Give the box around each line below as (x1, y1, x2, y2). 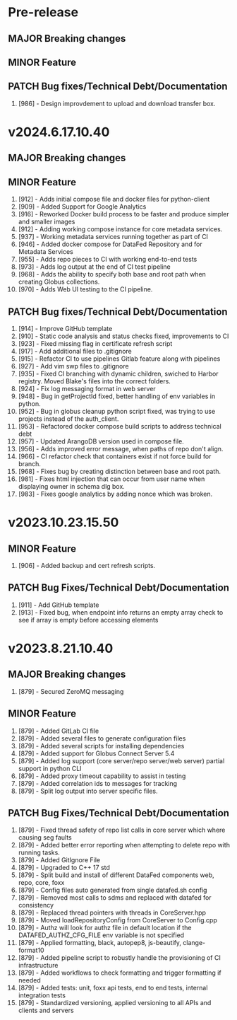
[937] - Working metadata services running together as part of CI (18, 233, 209, 241)
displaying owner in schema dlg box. (18, 482, 126, 490)
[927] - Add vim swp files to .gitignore (18, 361, 129, 370)
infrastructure (18, 961, 59, 970)
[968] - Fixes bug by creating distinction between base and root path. (18, 467, 221, 475)
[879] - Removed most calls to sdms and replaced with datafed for (18, 893, 212, 902)
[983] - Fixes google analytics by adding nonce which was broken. (18, 489, 213, 498)
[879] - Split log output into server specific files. (18, 787, 158, 795)
